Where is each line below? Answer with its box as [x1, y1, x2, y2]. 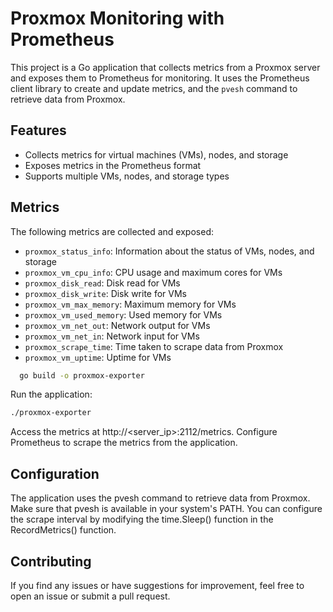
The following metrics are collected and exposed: [10, 225, 214, 237]
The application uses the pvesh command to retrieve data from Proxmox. [10, 492, 311, 504]
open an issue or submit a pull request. [10, 590, 171, 602]
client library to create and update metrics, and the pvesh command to [10, 82, 298, 94]
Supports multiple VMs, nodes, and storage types [24, 170, 230, 182]
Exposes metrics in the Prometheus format [24, 159, 202, 171]
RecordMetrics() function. [10, 524, 117, 536]
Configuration [10, 465, 100, 482]
